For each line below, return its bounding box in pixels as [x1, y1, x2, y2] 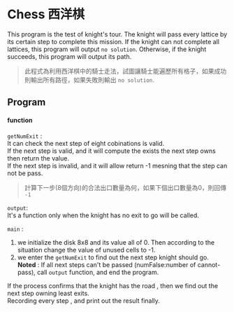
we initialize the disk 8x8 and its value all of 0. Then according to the [17, 238, 215, 246]
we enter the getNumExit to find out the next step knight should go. [17, 253, 210, 262]
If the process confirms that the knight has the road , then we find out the [7, 281, 219, 290]
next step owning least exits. [7, 289, 89, 297]
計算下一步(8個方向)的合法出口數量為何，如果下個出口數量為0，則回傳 [24, 183, 227, 191]
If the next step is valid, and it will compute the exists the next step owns [7, 147, 217, 155]
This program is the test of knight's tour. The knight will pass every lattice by [7, 29, 228, 39]
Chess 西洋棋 [7, 6, 85, 22]
